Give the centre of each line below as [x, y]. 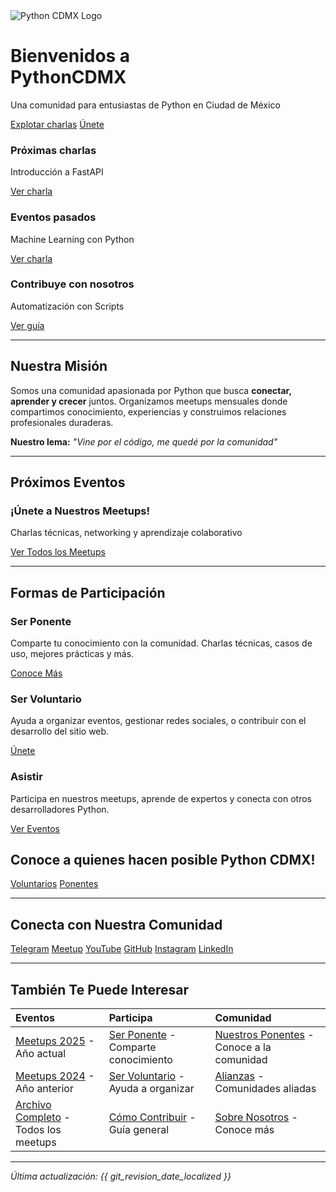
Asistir [26, 777]
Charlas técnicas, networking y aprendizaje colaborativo [126, 533]
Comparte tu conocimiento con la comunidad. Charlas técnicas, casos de [161, 643]
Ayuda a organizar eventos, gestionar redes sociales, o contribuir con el [158, 721]
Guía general [139, 1130]
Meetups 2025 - [55, 1041]
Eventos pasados [53, 217]
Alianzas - [239, 1076]
